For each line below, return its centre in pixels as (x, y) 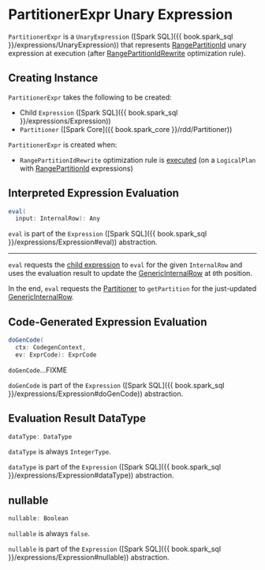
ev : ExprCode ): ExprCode (56, 355)
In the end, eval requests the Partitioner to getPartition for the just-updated (132, 289)
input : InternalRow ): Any (58, 219)
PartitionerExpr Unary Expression (121, 15)
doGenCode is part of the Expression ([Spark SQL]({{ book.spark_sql (116, 385)
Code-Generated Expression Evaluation (108, 322)
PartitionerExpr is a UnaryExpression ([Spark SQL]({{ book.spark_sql (121, 36)
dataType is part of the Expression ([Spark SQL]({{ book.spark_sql (115, 467)
